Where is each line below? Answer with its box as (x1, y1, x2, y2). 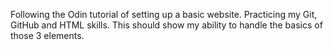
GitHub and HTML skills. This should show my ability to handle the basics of (10, 19, 323, 31)
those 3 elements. (10, 30, 85, 41)
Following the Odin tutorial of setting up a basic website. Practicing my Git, (10, 9, 318, 20)
